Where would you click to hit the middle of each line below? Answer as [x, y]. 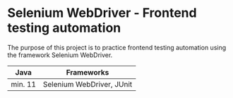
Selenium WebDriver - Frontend [102, 13]
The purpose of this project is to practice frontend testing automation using [117, 47]
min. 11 [24, 84]
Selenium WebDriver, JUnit [88, 84]
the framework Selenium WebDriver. [60, 55]
